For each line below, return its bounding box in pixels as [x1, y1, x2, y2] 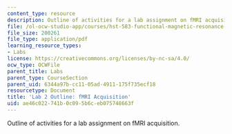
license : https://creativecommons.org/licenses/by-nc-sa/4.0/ [7, 55, 190, 62]
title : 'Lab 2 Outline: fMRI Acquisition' [7, 94, 131, 101]
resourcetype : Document [7, 87, 76, 94]
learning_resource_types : [7, 42, 81, 49]
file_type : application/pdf [7, 36, 88, 43]
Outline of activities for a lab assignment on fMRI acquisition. [7, 119, 180, 127]
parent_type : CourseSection [7, 74, 88, 82]
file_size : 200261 [7, 29, 60, 37]
